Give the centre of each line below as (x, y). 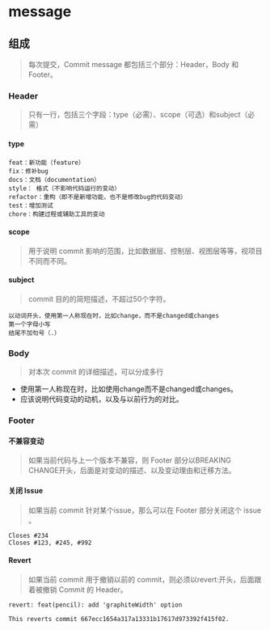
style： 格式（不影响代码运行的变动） (65, 188)
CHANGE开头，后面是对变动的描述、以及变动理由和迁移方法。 (132, 471)
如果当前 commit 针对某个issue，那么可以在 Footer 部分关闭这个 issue (144, 510)
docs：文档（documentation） (55, 180)
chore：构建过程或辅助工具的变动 (57, 214)
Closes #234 (28, 535)
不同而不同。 (49, 260)
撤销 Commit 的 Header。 (85, 590)
